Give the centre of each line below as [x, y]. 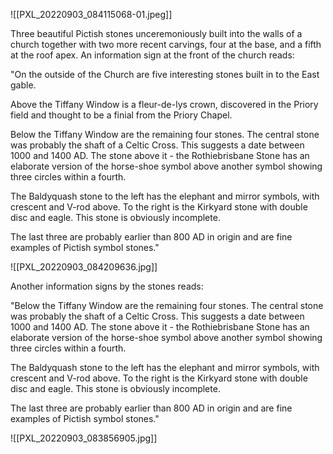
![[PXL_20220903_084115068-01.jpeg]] [91, 14]
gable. [23, 85]
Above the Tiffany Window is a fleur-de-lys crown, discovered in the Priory [164, 104]
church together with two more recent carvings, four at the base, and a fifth [166, 44]
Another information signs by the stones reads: [107, 286]
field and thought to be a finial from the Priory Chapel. [121, 115]
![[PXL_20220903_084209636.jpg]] [84, 267]
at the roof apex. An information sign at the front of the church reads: [152, 55]
